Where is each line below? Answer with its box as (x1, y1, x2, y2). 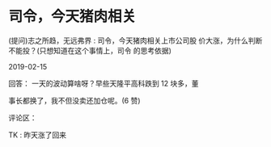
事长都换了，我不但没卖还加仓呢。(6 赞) (8, 95, 141, 105)
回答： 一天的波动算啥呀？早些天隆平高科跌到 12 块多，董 (8, 78, 200, 88)
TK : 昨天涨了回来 (8, 130, 67, 140)
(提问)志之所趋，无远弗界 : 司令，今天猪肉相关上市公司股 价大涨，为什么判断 (8, 36, 263, 45)
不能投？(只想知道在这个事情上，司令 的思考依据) (8, 45, 172, 55)
